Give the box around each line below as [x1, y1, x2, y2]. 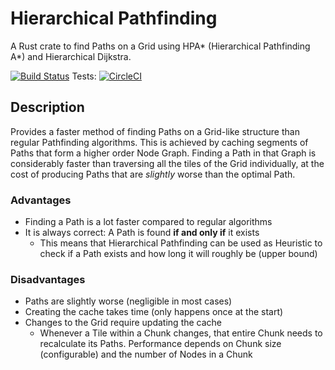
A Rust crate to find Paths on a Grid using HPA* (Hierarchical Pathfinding [10, 40, 311, 52]
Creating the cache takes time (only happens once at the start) [24, 306, 284, 318]
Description [10, 99, 85, 116]
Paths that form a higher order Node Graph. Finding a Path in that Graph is [10, 147, 317, 159]
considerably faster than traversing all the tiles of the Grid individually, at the [10, 157, 325, 169]
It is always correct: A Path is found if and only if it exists [24, 227, 260, 239]
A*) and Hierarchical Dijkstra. [10, 50, 132, 62]
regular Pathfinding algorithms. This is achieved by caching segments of [10, 136, 309, 148]
